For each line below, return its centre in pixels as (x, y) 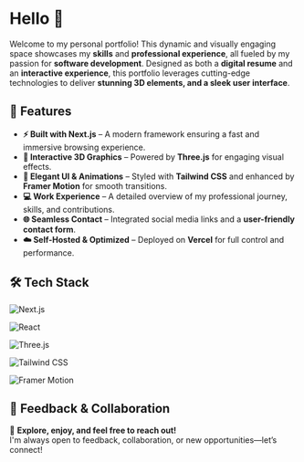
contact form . (49, 229)
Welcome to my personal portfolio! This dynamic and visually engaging (143, 44)
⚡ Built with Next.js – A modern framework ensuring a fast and (141, 134)
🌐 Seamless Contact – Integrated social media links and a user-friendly (158, 219)
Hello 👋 (37, 19)
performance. (48, 252)
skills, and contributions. (68, 209)
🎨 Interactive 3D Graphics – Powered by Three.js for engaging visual (153, 157)
